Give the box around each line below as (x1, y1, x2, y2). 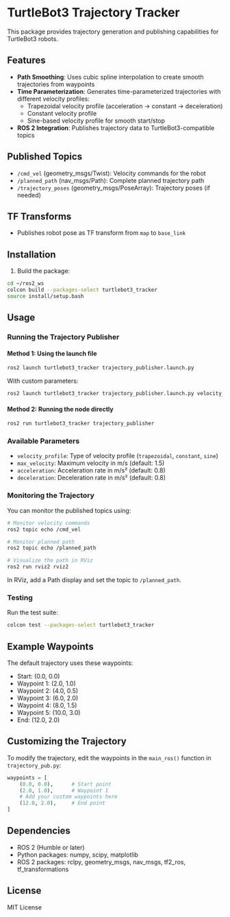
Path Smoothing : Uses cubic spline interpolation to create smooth (16, 73, 204, 81)
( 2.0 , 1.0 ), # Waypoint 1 (19, 787, 109, 794)
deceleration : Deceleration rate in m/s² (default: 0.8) (16, 474, 166, 482)
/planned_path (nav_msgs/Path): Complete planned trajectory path (16, 176, 205, 184)
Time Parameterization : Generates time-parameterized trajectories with (16, 87, 221, 95)
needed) (16, 190, 41, 199)
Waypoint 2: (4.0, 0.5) (16, 686, 79, 694)
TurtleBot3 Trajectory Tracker (7, 5, 180, 21)
